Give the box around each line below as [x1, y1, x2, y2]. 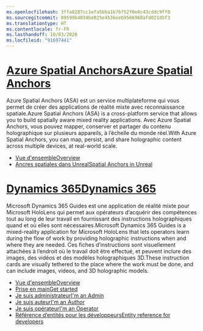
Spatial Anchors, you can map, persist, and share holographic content [6, 136, 182, 143]
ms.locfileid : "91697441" [6, 37, 72, 43]
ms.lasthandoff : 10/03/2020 [6, 32, 78, 38]
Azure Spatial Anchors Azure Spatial [6, 64, 193, 78]
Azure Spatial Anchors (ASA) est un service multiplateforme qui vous [6, 96, 180, 104]
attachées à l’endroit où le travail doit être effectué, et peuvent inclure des [6, 247, 192, 255]
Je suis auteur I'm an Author [15, 298, 85, 305]
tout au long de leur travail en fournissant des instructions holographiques [6, 215, 192, 222]
